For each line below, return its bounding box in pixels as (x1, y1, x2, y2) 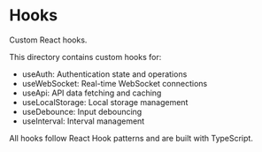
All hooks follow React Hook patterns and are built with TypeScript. (9, 133, 254, 143)
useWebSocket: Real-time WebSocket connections (21, 78, 208, 88)
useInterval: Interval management (21, 116, 145, 126)
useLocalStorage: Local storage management (21, 96, 189, 107)
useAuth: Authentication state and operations (21, 68, 188, 80)
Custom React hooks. (9, 34, 88, 45)
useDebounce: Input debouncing (21, 106, 143, 117)
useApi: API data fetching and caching (21, 87, 162, 98)
